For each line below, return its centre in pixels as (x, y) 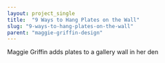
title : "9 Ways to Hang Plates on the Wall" (73, 20)
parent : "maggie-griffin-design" (55, 33)
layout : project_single (41, 13)
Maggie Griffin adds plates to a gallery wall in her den (83, 52)
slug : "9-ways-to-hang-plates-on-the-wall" (70, 26)
